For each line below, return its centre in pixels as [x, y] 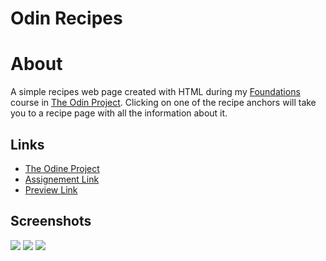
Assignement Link [62, 179]
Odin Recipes [66, 18]
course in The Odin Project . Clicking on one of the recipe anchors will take [163, 103]
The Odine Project [62, 168]
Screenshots [51, 221]
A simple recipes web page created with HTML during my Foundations [155, 92]
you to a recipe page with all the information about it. [119, 113]
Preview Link [51, 189]
